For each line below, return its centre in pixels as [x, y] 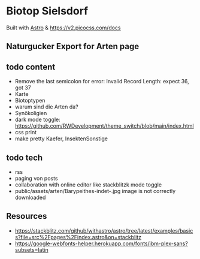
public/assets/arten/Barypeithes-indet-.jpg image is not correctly [95, 191]
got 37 [23, 88]
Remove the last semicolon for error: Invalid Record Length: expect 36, [102, 82]
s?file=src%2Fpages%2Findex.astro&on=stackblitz [78, 237]
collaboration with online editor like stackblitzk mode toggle [88, 185]
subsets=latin [32, 249]
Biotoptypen [30, 101]
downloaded [30, 197]
